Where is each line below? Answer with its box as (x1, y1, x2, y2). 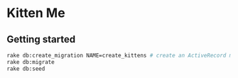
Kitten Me (6, 5, 65, 21)
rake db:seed (6, 65, 45, 72)
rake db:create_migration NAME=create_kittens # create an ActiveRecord (6, 52, 227, 59)
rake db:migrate (6, 58, 55, 65)
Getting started (6, 33, 76, 45)
